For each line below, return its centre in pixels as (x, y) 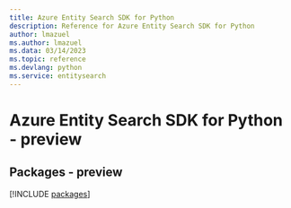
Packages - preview (66, 173)
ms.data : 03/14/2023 (48, 51)
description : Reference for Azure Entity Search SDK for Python (132, 26)
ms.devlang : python (46, 68)
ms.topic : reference (48, 59)
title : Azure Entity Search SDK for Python (92, 17)
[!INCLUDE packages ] (50, 194)
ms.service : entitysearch (57, 76)
